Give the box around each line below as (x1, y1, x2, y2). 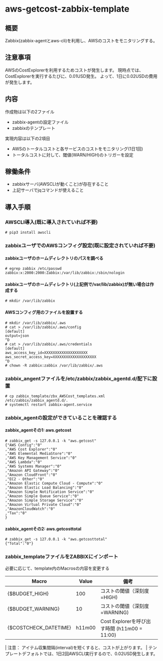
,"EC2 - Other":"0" (5, 477, 45, 482)
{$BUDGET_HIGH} (7, 590, 49, 597)
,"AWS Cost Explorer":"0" (5, 447, 57, 452)
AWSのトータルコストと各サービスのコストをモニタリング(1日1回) (12, 146, 143, 152)
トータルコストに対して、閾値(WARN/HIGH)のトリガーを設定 (12, 152, 133, 157)
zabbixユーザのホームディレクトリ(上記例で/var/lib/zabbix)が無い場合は (5, 281, 150, 287)
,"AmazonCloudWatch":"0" (5, 506, 55, 511)
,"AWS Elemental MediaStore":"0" (5, 451, 73, 456)
